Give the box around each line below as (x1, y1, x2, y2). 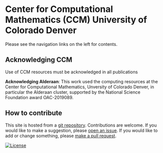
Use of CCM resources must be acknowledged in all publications (5, 69, 138, 75)
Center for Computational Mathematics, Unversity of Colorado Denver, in (5, 84, 154, 90)
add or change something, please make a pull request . (5, 133, 117, 139)
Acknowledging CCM (5, 56, 73, 64)
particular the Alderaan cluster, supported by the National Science (5, 89, 141, 95)
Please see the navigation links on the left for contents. (5, 41, 118, 47)
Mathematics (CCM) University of (5, 14, 148, 25)
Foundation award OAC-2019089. (5, 94, 74, 100)
